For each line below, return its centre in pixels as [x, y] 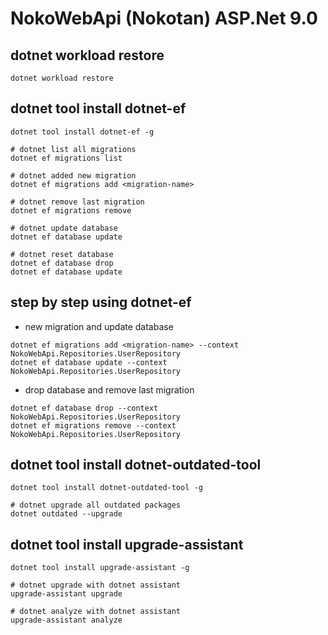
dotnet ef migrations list [66, 158]
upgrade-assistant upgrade [66, 594]
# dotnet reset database [62, 254]
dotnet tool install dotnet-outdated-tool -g [106, 488]
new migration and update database [99, 326]
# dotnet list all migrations [73, 149]
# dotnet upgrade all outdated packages [96, 505]
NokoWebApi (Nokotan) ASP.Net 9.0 [164, 18]
